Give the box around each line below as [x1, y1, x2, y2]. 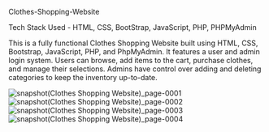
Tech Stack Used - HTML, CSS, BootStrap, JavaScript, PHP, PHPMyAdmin [8, 23, 258, 32]
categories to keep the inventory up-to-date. [8, 73, 158, 82]
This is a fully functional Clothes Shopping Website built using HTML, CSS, [8, 38, 258, 48]
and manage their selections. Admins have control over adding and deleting [8, 64, 262, 74]
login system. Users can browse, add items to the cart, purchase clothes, [8, 56, 254, 65]
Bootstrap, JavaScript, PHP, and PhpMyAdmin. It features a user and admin [8, 47, 260, 56]
